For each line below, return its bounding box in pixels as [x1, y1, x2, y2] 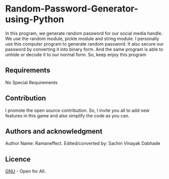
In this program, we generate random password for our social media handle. [5, 30, 163, 36]
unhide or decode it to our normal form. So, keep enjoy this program [5, 51, 147, 58]
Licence [5, 155, 31, 163]
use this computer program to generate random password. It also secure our [5, 41, 164, 47]
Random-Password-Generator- [5, 3, 138, 15]
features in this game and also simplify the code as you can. [5, 112, 130, 118]
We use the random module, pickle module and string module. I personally [5, 36, 159, 42]
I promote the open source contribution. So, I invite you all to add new [5, 107, 150, 113]
